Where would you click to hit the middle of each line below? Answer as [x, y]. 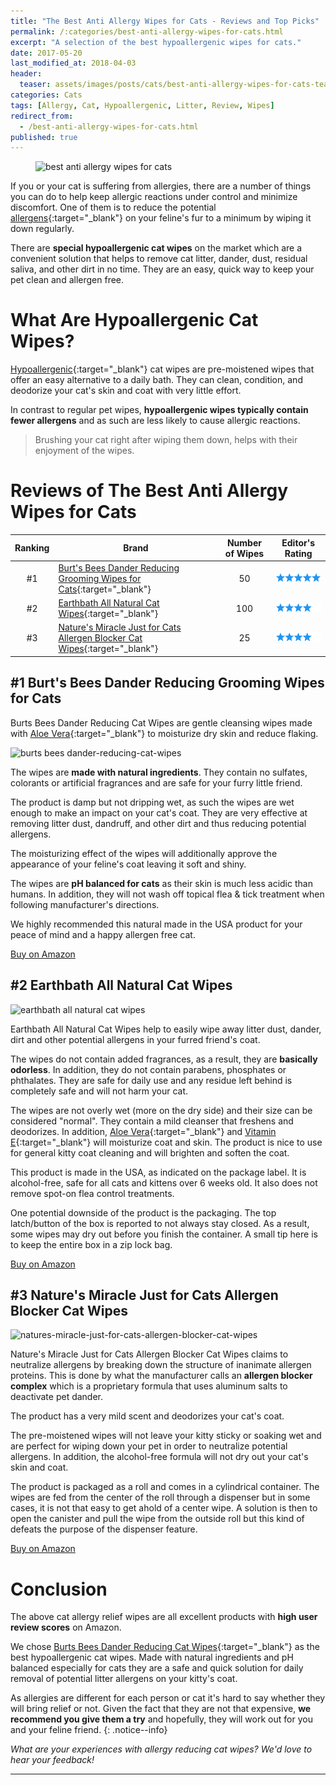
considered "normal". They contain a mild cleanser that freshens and [152, 1121]
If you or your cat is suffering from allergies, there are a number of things [161, 186]
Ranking [32, 548]
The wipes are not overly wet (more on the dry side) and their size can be [161, 1110]
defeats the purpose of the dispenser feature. [104, 1529]
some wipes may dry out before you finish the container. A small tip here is [164, 1234]
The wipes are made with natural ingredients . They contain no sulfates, [159, 772]
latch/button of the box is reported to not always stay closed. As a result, [160, 1223]
